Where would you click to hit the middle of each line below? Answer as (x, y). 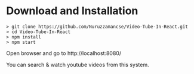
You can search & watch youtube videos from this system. (78, 65)
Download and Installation (72, 11)
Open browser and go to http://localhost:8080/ (64, 53)
